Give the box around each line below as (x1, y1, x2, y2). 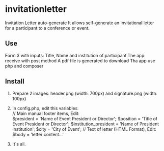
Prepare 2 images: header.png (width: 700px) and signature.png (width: (12, 90, 158, 96)
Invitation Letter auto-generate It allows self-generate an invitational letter (5, 20, 155, 26)
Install (5, 77, 25, 86)
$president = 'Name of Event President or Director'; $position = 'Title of (12, 115, 158, 121)
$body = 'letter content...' (12, 131, 64, 137)
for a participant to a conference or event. (5, 25, 90, 31)
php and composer (5, 63, 44, 69)
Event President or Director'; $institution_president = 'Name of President (12, 121, 159, 127)
